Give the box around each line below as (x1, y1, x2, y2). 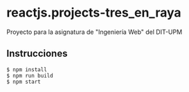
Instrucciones (6, 48, 68, 59)
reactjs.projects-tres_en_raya (6, 5, 181, 21)
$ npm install (6, 66, 48, 73)
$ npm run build (6, 72, 53, 79)
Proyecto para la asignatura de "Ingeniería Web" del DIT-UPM (6, 28, 183, 36)
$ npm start (6, 78, 41, 85)
